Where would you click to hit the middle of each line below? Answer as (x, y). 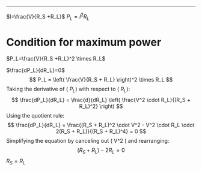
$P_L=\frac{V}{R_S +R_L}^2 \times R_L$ (56, 59)
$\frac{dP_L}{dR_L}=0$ (35, 70)
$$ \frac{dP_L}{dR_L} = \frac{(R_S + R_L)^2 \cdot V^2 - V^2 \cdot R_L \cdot (101, 125)
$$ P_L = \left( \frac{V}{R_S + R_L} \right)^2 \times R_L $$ (101, 80)
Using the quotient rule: (35, 116)
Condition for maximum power (84, 42)
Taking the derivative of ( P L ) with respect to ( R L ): (68, 90)
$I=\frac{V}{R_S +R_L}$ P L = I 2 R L (48, 17)
